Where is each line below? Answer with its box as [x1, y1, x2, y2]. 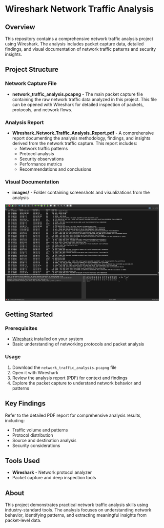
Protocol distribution [12, 432, 53, 438]
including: [5, 417, 25, 423]
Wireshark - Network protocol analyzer [12, 469, 92, 475]
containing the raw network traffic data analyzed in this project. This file [12, 96, 157, 102]
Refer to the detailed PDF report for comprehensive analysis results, [5, 412, 142, 418]
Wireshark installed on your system [12, 336, 83, 342]
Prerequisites [5, 325, 38, 332]
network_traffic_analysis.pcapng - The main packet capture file [12, 91, 143, 97]
